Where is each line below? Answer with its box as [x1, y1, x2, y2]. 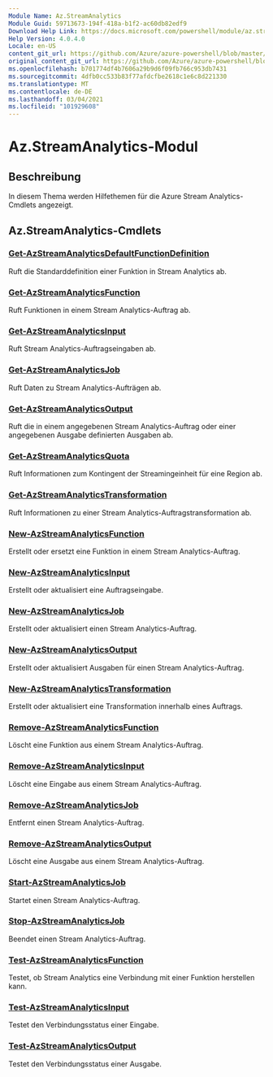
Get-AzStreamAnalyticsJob [8, 364, 120, 376]
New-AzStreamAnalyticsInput [8, 567, 130, 578]
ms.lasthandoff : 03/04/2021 [8, 95, 104, 103]
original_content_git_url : [8, 58, 100, 66]
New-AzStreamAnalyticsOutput [8, 644, 137, 655]
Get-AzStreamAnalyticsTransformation [8, 489, 167, 501]
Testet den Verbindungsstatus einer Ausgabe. [8, 1058, 162, 1069]
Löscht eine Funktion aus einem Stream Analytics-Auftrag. [8, 740, 204, 750]
